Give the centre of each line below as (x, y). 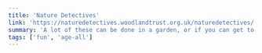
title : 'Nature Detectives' (54, 15)
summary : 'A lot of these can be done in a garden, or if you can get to (131, 30)
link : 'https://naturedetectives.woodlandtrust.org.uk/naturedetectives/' (133, 23)
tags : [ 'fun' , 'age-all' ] (50, 37)
